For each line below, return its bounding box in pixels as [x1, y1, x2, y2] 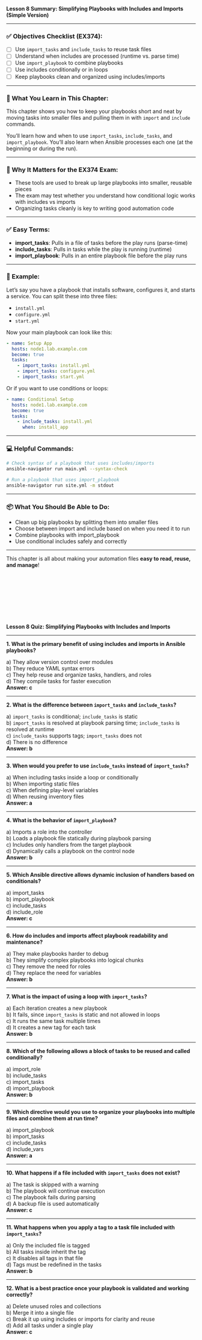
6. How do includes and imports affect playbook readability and [6, 932, 168, 939]
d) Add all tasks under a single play [6, 1322, 93, 1329]
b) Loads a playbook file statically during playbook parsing [6, 835, 151, 842]
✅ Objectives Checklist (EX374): [6, 32, 103, 40]
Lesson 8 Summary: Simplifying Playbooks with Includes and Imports [6, 5, 183, 12]
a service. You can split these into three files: [6, 292, 118, 300]
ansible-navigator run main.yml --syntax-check [6, 466, 128, 472]
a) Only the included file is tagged [6, 1242, 90, 1249]
